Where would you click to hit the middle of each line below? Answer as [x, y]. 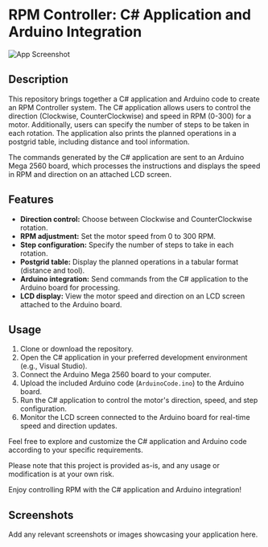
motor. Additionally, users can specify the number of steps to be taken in [129, 124]
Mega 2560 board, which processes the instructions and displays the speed [134, 166]
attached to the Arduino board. [71, 304]
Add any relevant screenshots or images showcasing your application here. [133, 535]
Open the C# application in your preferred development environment [134, 358]
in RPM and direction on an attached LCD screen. [90, 174]
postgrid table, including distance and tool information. [99, 142]
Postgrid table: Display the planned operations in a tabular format [129, 261]
